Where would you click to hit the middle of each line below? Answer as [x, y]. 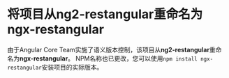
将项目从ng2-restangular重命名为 [105, 14]
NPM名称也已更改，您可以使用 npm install [136, 58]
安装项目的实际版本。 [72, 67]
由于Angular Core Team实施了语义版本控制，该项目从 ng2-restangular [109, 49]
